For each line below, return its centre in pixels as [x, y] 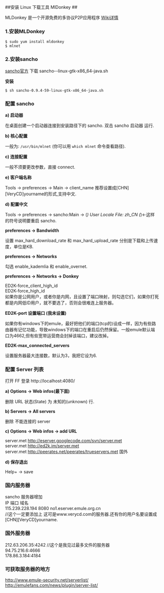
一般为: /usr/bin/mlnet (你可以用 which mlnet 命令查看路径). [65, 146]
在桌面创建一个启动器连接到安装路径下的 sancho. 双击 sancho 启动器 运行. [80, 125]
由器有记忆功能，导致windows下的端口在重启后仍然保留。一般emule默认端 [80, 329]
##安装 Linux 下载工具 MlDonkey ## [41, 7]
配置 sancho [20, 103]
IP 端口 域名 [17, 503]
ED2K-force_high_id [25, 291]
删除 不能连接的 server [28, 422]
